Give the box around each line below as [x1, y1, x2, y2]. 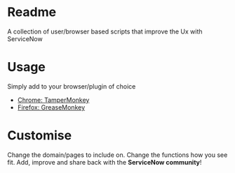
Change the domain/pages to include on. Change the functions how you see [7, 151, 228, 159]
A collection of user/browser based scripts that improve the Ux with [7, 27, 203, 36]
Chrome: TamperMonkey [17, 96, 90, 104]
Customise [7, 128, 72, 144]
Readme [7, 4, 57, 20]
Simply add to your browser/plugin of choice [7, 82, 136, 91]
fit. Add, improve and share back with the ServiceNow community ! [7, 158, 202, 166]
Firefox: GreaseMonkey [17, 103, 86, 112]
